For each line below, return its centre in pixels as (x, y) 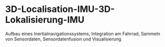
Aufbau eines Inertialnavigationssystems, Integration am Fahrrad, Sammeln (83, 33)
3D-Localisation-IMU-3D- (60, 9)
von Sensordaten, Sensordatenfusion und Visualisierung (63, 39)
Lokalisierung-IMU (45, 20)
